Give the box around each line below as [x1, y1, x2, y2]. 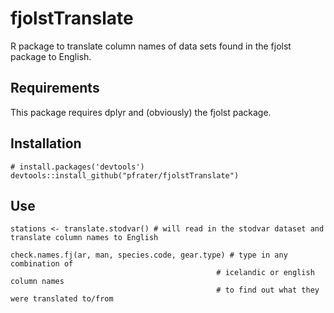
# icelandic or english [216, 268, 315, 278]
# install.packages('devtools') [10, 162, 145, 172]
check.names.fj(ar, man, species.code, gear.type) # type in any [10, 250, 288, 261]
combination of [10, 259, 74, 269]
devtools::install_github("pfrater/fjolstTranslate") [10, 170, 240, 181]
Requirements [10, 80, 100, 97]
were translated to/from [10, 294, 114, 304]
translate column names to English [10, 233, 159, 243]
